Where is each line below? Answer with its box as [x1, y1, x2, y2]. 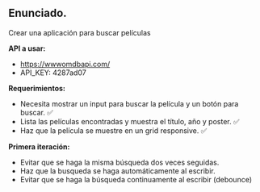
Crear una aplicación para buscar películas [8, 27, 151, 37]
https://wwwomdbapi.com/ [19, 59, 111, 69]
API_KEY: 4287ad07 [19, 68, 86, 77]
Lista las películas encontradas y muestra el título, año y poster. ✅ [19, 116, 240, 126]
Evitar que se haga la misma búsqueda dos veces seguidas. [19, 157, 220, 167]
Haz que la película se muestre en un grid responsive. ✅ [19, 125, 208, 136]
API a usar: [8, 44, 46, 53]
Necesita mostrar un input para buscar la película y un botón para [19, 98, 239, 108]
